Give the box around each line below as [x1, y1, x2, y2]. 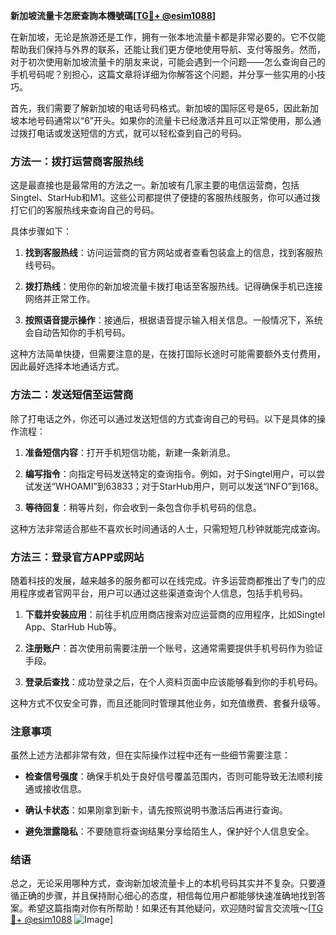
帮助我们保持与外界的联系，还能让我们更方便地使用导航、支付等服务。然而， [10, 44, 326, 55]
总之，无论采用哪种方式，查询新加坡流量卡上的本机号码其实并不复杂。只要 [10, 877, 317, 889]
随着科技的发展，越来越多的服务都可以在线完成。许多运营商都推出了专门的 [10, 574, 317, 586]
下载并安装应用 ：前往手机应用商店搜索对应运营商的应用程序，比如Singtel [24, 608, 326, 620]
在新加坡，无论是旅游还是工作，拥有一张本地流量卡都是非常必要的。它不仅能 [10, 31, 326, 43]
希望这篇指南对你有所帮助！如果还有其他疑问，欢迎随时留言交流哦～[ [27, 902, 312, 914]
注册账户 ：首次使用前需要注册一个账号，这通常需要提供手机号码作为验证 [24, 642, 323, 654]
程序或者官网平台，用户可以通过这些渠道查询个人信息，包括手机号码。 [18, 587, 308, 599]
